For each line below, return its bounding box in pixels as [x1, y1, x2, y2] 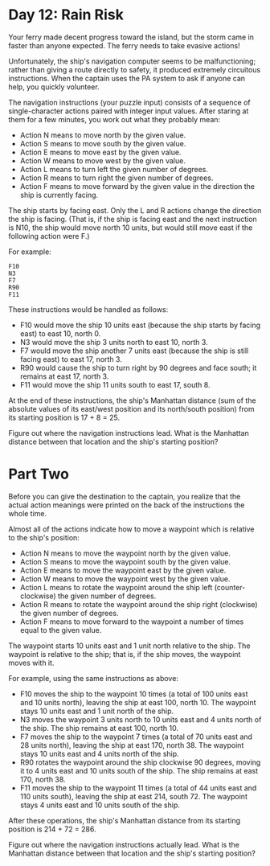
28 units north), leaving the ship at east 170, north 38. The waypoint [19, 740, 244, 749]
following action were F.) [8, 231, 90, 240]
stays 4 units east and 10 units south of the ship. [19, 800, 181, 810]
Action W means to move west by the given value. [19, 155, 186, 166]
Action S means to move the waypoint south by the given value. [19, 556, 231, 566]
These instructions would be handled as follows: [8, 304, 169, 314]
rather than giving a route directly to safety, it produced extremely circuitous [8, 64, 261, 74]
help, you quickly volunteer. [8, 82, 100, 92]
